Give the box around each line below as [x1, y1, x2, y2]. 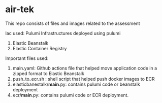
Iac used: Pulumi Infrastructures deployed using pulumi [5, 30, 121, 36]
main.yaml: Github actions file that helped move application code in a [12, 65, 157, 71]
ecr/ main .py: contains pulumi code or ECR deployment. [12, 92, 128, 98]
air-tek [5, 4, 35, 15]
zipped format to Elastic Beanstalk [12, 70, 85, 77]
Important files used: [5, 55, 49, 61]
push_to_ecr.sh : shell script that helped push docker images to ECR [12, 76, 155, 82]
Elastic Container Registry [12, 45, 67, 51]
